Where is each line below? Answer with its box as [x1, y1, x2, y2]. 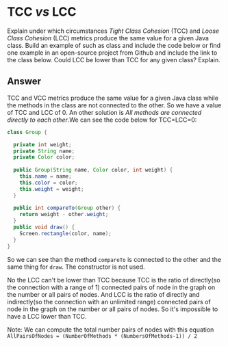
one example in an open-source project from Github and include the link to [7, 49, 218, 57]
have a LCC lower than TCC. [7, 312, 87, 320]
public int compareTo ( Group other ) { [13, 204, 121, 212]
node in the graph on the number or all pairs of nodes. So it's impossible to [7, 305, 218, 313]
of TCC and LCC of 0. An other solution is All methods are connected [7, 108, 202, 116]
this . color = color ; [19, 179, 78, 186]
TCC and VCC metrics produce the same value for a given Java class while [7, 94, 219, 102]
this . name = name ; [19, 173, 72, 180]
